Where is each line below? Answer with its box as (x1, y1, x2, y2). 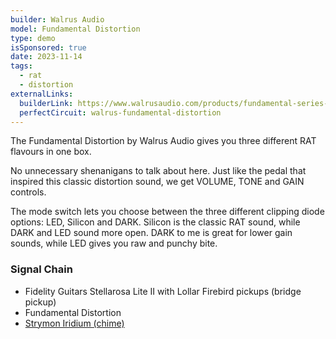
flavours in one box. (10, 146, 92, 158)
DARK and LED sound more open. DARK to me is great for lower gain (10, 227, 293, 239)
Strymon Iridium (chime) (24, 317, 125, 329)
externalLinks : (10, 89, 74, 99)
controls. (10, 186, 47, 198)
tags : (10, 61, 33, 71)
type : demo (10, 33, 56, 43)
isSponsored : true (10, 42, 87, 53)
